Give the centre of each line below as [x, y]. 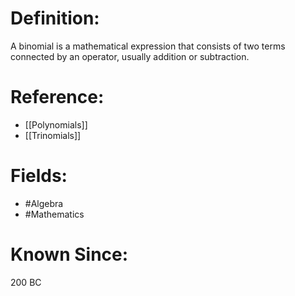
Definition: [55, 18]
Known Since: [69, 254]
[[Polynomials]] [56, 124]
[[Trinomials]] [53, 135]
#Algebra [44, 203]
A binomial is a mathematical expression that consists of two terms [148, 46]
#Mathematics [54, 214]
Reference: [57, 97]
